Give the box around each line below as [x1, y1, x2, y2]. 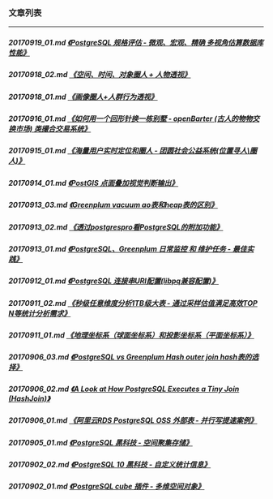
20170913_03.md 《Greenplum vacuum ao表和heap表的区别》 [8, 200, 219, 210]
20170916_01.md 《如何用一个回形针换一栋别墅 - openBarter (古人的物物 [8, 114, 253, 123]
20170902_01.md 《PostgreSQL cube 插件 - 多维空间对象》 [8, 481, 205, 492]
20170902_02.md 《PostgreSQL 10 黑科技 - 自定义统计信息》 [8, 459, 211, 469]
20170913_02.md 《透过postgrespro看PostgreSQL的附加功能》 [8, 222, 224, 232]
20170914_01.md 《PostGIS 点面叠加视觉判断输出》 [8, 178, 179, 187]
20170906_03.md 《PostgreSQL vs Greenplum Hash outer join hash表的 [8, 352, 253, 362]
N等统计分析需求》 [8, 308, 71, 318]
